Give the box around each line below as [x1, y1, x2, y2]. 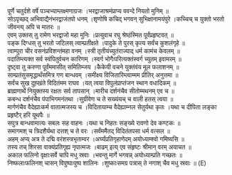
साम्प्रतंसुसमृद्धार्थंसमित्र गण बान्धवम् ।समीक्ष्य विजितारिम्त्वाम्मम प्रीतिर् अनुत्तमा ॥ [7, 71, 179, 79]
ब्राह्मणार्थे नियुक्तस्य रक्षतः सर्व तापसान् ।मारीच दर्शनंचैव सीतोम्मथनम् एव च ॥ [7, 87, 175, 95]
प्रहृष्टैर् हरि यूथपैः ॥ [7, 111, 50, 119]
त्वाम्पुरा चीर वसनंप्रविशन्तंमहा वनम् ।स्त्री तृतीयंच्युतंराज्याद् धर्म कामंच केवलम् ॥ [7, 47, 180, 55]
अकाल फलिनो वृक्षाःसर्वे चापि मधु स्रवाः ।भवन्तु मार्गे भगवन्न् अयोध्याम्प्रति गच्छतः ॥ [7, 151, 183, 159]
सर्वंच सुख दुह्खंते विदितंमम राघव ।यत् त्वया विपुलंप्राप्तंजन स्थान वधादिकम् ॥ [7, 79, 176, 87]
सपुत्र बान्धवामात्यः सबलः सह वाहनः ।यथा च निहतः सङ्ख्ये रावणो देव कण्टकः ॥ [7, 119, 181, 127]
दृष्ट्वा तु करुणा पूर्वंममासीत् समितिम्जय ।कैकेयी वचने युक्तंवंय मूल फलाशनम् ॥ [7, 63, 179, 71]
